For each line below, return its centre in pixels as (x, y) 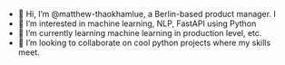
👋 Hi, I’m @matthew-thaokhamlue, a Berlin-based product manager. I (147, 14)
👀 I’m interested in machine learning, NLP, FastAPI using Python (137, 23)
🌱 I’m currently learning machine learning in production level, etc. (140, 33)
